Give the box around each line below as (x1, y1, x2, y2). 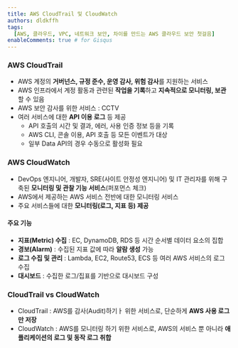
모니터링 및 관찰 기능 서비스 (31, 183, 107, 192)
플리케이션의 (17, 333, 53, 342)
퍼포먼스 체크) (107, 183, 147, 192)
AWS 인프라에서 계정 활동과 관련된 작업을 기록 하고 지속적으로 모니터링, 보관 (17, 86, 227, 94)
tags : (7, 23, 23, 31)
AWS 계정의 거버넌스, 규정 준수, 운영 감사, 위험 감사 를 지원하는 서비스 (17, 77, 208, 86)
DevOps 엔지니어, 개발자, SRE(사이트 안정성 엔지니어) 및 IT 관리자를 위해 (17, 175, 220, 183)
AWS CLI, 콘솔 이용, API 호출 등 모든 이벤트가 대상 (28, 131, 168, 139)
